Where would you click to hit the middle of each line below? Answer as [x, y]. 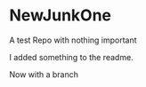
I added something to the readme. [71, 57]
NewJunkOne [61, 16]
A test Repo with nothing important [73, 40]
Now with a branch [44, 74]
